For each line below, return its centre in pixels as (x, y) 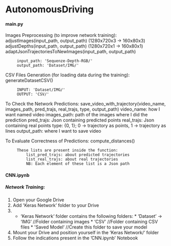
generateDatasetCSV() (29, 80)
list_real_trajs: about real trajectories (72, 159)
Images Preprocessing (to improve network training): (61, 35)
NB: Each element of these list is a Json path (78, 164)
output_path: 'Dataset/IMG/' (48, 66)
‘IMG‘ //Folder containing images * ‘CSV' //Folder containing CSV (89, 221)
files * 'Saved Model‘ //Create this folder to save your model (84, 227)
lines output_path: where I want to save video (53, 131)
